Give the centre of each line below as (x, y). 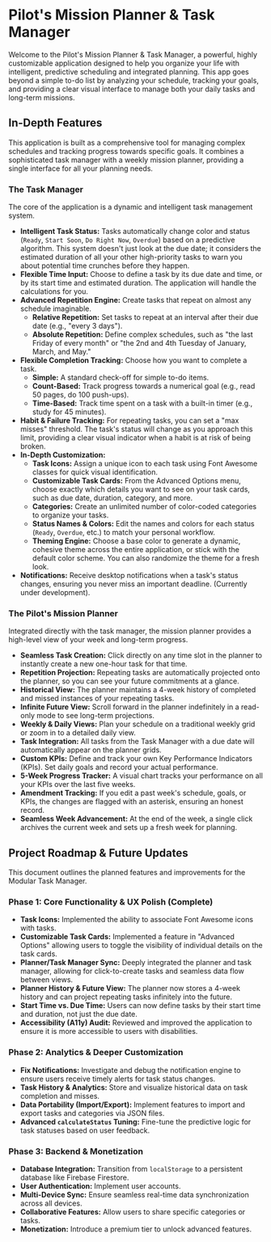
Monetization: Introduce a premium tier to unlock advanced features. (136, 1229)
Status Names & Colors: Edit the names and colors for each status (143, 524)
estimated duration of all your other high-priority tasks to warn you (131, 257)
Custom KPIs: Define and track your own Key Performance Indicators (136, 759)
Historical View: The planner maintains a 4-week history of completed (138, 690)
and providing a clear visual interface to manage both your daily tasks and (132, 89)
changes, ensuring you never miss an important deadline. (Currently (134, 584)
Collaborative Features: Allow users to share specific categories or (133, 1212)
